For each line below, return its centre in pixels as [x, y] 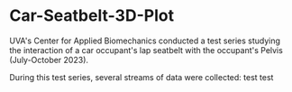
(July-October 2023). [49, 60]
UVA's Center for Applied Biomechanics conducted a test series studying [145, 41]
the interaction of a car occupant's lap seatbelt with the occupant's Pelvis [146, 50]
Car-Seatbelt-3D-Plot [91, 16]
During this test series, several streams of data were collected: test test [141, 77]
